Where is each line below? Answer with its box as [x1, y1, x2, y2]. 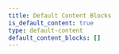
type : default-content [8, 26, 83, 34]
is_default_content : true [8, 19, 94, 27]
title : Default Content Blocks [8, 11, 112, 20]
